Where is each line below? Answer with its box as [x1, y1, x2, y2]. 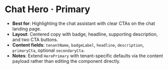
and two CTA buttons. [12, 37, 58, 43]
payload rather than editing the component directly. [12, 58, 121, 64]
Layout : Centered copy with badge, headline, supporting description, [12, 31, 158, 37]
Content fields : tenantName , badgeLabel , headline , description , [12, 42, 144, 48]
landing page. [12, 25, 41, 31]
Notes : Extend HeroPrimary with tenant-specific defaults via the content [12, 52, 163, 59]
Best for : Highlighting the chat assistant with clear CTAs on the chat [12, 20, 155, 26]
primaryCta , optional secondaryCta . [12, 47, 85, 53]
